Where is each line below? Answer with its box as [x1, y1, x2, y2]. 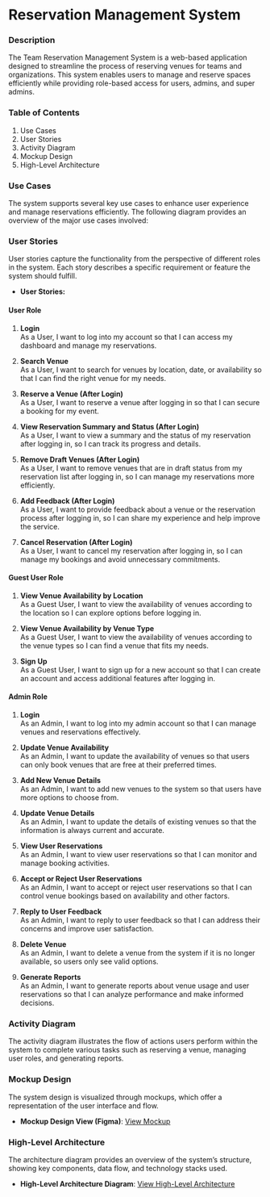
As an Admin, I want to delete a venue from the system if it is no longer [19, 948, 255, 957]
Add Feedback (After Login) [19, 496, 115, 505]
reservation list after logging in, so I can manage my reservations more [19, 471, 255, 481]
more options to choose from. [19, 793, 119, 802]
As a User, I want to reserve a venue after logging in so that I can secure [19, 397, 260, 407]
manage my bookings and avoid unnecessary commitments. [19, 555, 220, 564]
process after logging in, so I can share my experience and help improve [19, 513, 260, 522]
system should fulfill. [8, 271, 77, 281]
